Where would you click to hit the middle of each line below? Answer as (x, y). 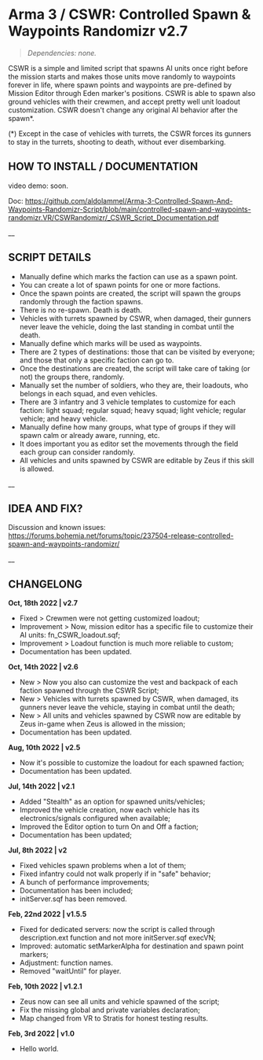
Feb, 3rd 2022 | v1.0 (41, 1034)
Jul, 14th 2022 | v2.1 (42, 786)
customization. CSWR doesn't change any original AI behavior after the (123, 110)
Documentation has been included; (76, 891)
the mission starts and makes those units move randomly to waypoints (122, 76)
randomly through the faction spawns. (81, 301)
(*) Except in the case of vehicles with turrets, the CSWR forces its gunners (130, 133)
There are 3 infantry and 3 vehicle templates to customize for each (127, 402)
